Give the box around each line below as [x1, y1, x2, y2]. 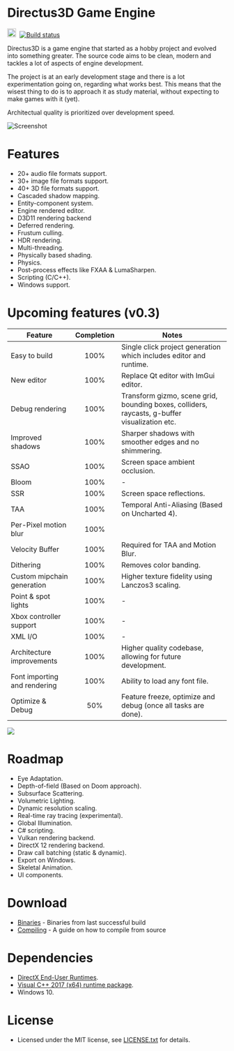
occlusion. [121, 465, 155, 475]
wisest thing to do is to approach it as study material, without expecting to [7, 87, 219, 96]
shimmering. [121, 445, 162, 455]
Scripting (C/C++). [17, 273, 71, 281]
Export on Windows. [17, 856, 76, 864]
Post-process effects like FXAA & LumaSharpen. [17, 265, 157, 274]
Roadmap [7, 752, 64, 767]
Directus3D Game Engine [7, 5, 155, 21]
